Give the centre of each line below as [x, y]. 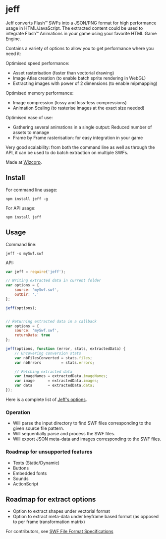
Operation [18, 412]
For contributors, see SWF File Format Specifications [59, 532]
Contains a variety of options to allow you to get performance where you [80, 48]
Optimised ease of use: [29, 117]
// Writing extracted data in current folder [53, 281]
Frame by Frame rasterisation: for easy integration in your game [78, 137]
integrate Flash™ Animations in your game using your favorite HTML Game [81, 33]
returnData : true [32, 335]
